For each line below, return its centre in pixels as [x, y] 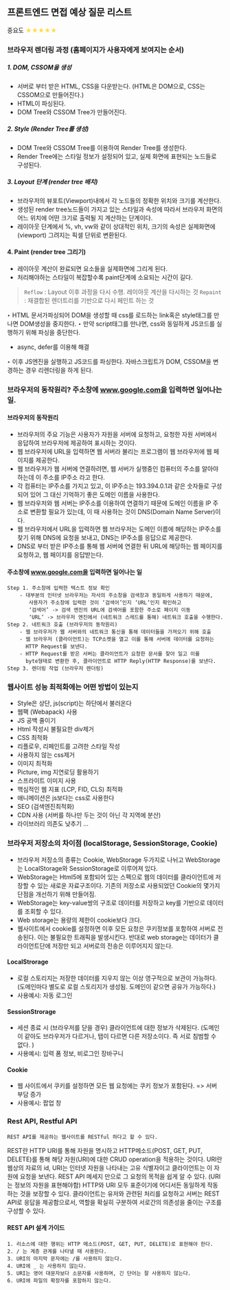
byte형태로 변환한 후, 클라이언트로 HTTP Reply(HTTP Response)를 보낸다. [120, 662]
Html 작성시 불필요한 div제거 [56, 729]
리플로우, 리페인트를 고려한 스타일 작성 [68, 746]
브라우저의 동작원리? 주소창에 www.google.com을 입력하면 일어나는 [115, 390]
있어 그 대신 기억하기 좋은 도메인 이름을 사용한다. [95, 494]
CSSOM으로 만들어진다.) [50, 94]
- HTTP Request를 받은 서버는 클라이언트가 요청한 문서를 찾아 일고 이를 [110, 654]
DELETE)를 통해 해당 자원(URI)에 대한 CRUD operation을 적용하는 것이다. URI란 [115, 1159]
